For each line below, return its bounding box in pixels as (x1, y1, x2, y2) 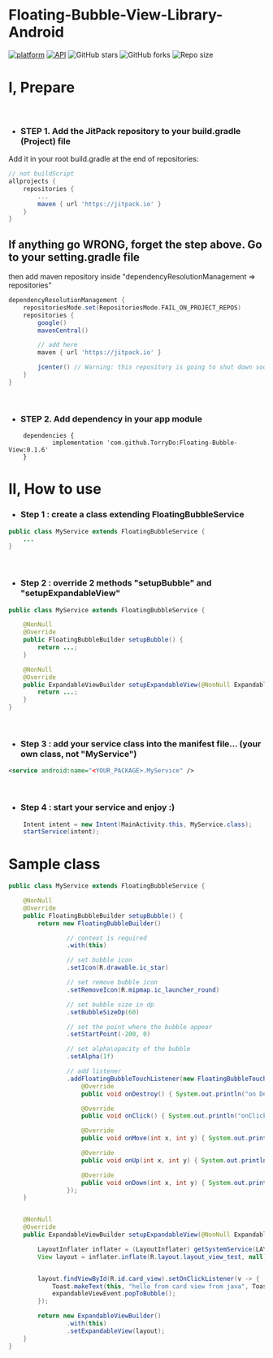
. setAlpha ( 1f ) (66, 1053, 115, 1061)
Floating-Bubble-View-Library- (8, 6, 223, 24)
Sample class (8, 855, 101, 874)
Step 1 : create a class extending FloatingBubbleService (19, 509, 245, 521)
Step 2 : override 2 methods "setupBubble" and (19, 577, 212, 589)
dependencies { (23, 432, 75, 440)
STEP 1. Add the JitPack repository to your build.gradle (19, 125, 241, 136)
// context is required (66, 934, 148, 942)
